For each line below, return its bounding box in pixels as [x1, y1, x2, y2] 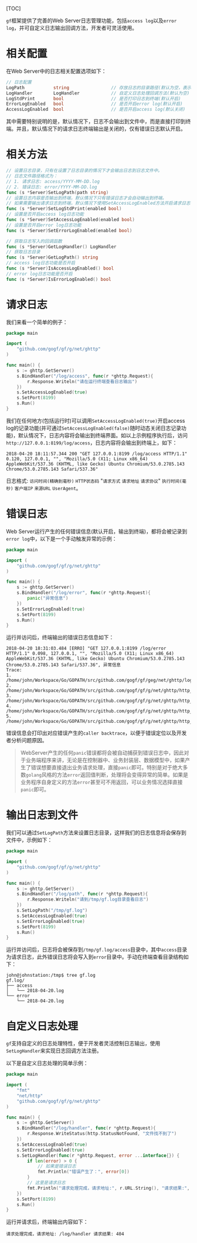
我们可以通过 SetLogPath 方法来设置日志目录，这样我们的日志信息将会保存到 [6, 829, 186, 836]
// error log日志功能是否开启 [6, 271, 73, 277]
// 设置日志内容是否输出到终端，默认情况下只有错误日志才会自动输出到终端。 [6, 195, 167, 201]
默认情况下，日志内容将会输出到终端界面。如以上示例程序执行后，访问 [18, 432, 188, 439]
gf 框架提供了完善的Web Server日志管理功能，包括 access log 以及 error [6, 17, 177, 24]
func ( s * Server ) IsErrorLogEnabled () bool [6, 276, 111, 282]
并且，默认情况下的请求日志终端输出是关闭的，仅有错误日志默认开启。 [16, 125, 186, 133]
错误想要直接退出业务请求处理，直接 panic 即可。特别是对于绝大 [30, 764, 183, 771]
